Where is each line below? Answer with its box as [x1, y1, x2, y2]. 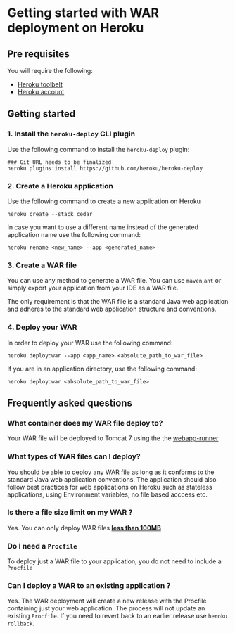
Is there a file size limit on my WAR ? [7, 508, 133, 518]
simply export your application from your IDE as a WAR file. [7, 283, 179, 293]
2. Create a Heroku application [7, 181, 114, 191]
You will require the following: [7, 67, 93, 75]
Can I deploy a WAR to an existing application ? [7, 581, 171, 591]
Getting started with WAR [7, 5, 160, 21]
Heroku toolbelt [17, 80, 63, 89]
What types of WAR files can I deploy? [7, 452, 141, 461]
